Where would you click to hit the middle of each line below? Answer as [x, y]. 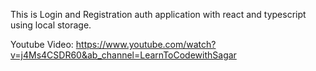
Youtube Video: [42, 44]
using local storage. [51, 25]
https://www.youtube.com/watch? [146, 44]
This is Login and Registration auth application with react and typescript [158, 14]
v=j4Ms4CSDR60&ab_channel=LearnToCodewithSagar [123, 55]
